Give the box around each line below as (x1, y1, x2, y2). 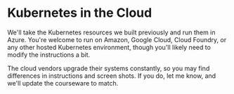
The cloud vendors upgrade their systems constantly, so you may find (7, 64, 210, 72)
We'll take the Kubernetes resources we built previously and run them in (7, 28, 216, 36)
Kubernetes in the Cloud (7, 5, 152, 21)
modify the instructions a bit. (7, 51, 91, 59)
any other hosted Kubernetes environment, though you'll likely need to (7, 43, 211, 51)
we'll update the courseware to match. (7, 79, 119, 87)
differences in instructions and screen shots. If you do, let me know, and (7, 72, 216, 80)
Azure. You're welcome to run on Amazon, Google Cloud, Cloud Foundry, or (7, 35, 227, 43)
